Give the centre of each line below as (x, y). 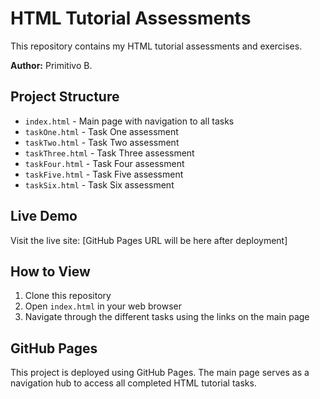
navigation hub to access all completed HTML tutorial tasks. (133, 383)
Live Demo (44, 216)
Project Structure (65, 97)
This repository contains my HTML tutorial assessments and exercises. (156, 46)
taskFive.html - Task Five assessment (104, 174)
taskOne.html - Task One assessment (101, 131)
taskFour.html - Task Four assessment (104, 163)
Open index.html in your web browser (103, 306)
